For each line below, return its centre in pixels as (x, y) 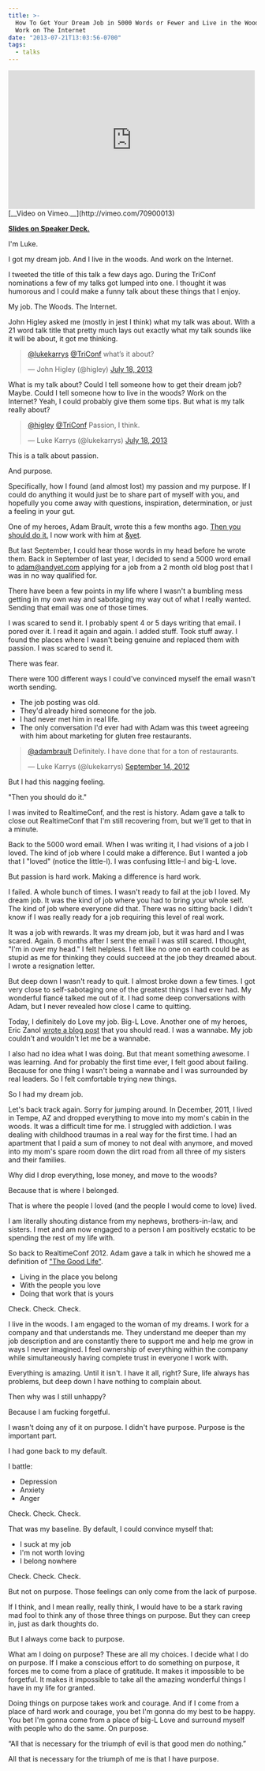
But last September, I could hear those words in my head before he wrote (127, 550)
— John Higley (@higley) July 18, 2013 (90, 369)
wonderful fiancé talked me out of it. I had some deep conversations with (127, 998)
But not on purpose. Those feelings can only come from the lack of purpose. (132, 1591)
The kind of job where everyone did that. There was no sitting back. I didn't (130, 908)
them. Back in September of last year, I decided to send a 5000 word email (129, 559)
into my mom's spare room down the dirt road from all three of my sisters (127, 1151)
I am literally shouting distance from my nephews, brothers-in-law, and (123, 1221)
